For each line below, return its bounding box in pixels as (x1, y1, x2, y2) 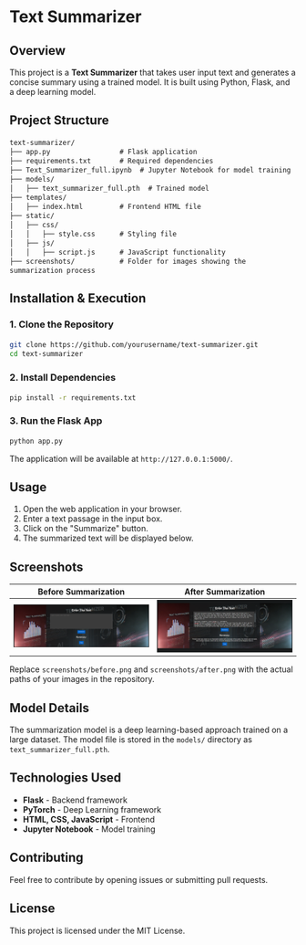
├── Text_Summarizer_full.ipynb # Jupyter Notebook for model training (9, 165, 291, 174)
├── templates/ (9, 193, 67, 202)
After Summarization (184, 586, 266, 597)
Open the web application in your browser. (22, 504, 182, 515)
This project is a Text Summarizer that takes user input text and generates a (9, 67, 296, 78)
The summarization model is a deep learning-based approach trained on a (9, 724, 289, 736)
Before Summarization (37, 586, 126, 597)
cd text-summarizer (9, 350, 84, 359)
